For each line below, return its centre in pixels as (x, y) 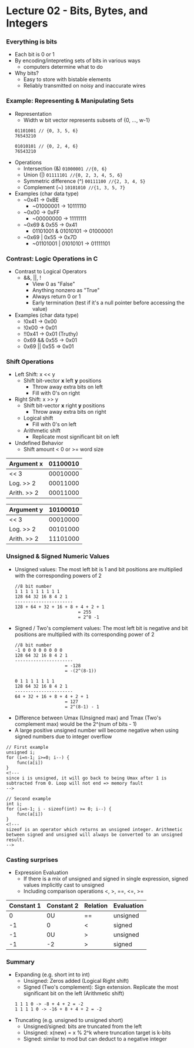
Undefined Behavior (39, 443)
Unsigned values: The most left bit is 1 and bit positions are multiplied (98, 569)
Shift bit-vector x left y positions (62, 381)
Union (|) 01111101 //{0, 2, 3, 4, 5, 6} (73, 175)
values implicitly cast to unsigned (64, 885)
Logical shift (38, 418)
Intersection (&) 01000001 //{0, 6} (65, 168)
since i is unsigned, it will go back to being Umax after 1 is (86, 778)
